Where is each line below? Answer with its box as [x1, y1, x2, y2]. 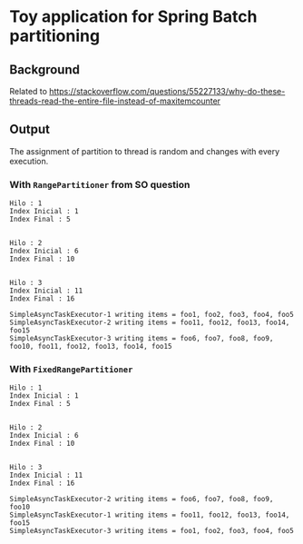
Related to [9, 86, 48, 96]
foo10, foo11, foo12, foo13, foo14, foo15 [9, 342, 172, 351]
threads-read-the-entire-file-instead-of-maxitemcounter [9, 95, 220, 106]
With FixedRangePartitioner [9, 363, 133, 376]
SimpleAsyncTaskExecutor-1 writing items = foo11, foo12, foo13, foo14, [9, 510, 290, 519]
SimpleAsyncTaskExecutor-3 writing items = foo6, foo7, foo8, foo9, [9, 334, 274, 343]
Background [9, 62, 80, 77]
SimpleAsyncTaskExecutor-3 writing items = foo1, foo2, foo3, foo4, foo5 [9, 527, 295, 536]
